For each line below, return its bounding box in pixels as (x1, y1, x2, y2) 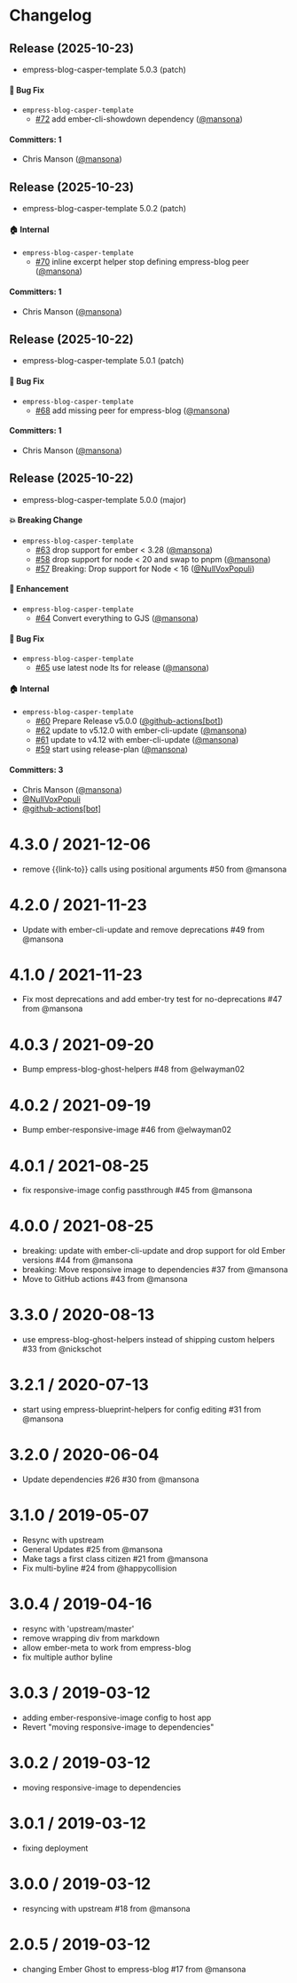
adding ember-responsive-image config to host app (21, 1712, 212, 1723)
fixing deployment (21, 1843, 89, 1853)
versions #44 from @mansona (21, 1254, 134, 1266)
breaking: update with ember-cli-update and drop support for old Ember (21, 1246, 286, 1256)
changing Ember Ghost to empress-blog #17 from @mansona (21, 1963, 246, 1974)
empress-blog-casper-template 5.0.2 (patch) (21, 203, 187, 214)
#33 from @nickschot (21, 1343, 102, 1355)
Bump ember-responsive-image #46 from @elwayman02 (21, 1125, 232, 1135)
